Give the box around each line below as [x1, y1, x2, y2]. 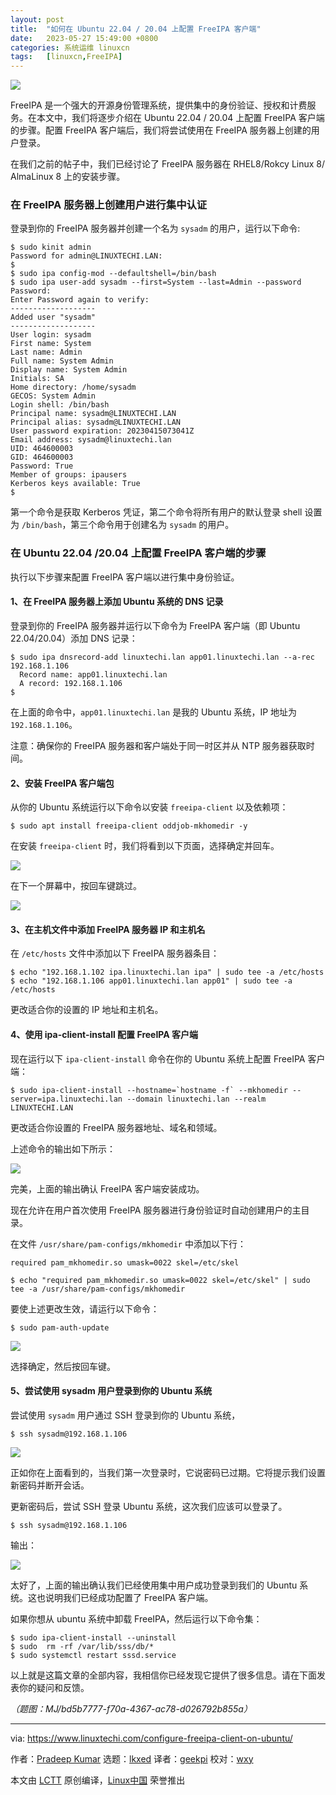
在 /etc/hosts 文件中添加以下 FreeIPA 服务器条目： [10, 947, 220, 960]
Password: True [10, 461, 74, 471]
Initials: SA [10, 374, 65, 384]
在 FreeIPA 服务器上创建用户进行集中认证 [10, 198, 208, 212]
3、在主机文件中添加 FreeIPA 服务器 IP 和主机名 [10, 923, 206, 935]
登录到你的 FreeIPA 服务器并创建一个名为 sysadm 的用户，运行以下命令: [10, 222, 301, 235]
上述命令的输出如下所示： [10, 1142, 116, 1155]
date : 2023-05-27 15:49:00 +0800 [10, 33, 159, 43]
